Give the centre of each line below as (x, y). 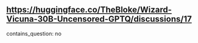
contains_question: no (34, 33)
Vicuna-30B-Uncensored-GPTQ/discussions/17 (99, 19)
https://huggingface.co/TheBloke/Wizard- (89, 10)
